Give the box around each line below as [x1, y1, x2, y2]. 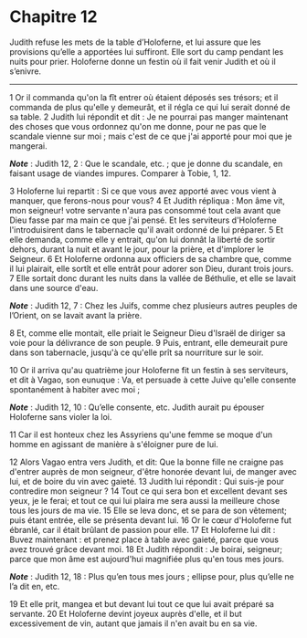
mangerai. [9, 140, 48, 152]
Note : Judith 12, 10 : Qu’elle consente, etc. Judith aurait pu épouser [9, 402, 265, 413]
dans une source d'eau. [9, 282, 99, 293]
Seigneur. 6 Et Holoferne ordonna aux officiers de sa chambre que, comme [9, 253, 292, 264]
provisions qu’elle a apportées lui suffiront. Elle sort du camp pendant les [9, 46, 284, 57]
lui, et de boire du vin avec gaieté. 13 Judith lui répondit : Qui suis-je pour [9, 476, 285, 486]
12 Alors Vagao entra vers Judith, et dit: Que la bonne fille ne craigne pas [9, 456, 284, 467]
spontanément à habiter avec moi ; [9, 383, 141, 394]
